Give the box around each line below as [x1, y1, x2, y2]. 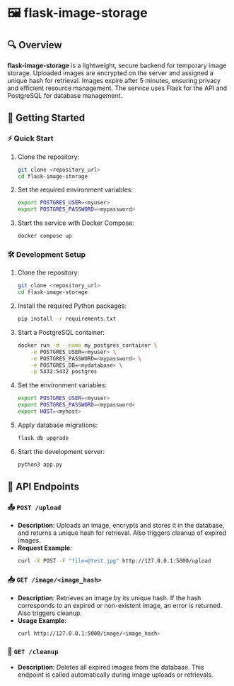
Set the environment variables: [17, 381, 107, 389]
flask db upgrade [17, 434, 69, 441]
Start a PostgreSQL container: [17, 328, 105, 336]
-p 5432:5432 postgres [30, 368, 98, 375]
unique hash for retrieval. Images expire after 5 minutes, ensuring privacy [7, 77, 221, 84]
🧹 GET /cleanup [7, 646, 59, 656]
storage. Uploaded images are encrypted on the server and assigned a [7, 69, 213, 77]
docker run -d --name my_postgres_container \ [17, 341, 158, 349]
